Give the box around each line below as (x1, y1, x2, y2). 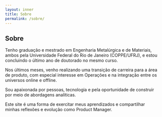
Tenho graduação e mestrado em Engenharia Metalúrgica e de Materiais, (5, 47, 152, 53)
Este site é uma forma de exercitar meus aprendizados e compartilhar (5, 101, 145, 107)
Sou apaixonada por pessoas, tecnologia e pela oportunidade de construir (5, 87, 154, 93)
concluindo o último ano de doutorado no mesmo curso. (5, 58, 118, 63)
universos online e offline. (5, 78, 57, 83)
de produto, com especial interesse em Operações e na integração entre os (5, 72, 157, 78)
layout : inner (5, 7, 34, 12)
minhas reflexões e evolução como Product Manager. (5, 107, 112, 113)
